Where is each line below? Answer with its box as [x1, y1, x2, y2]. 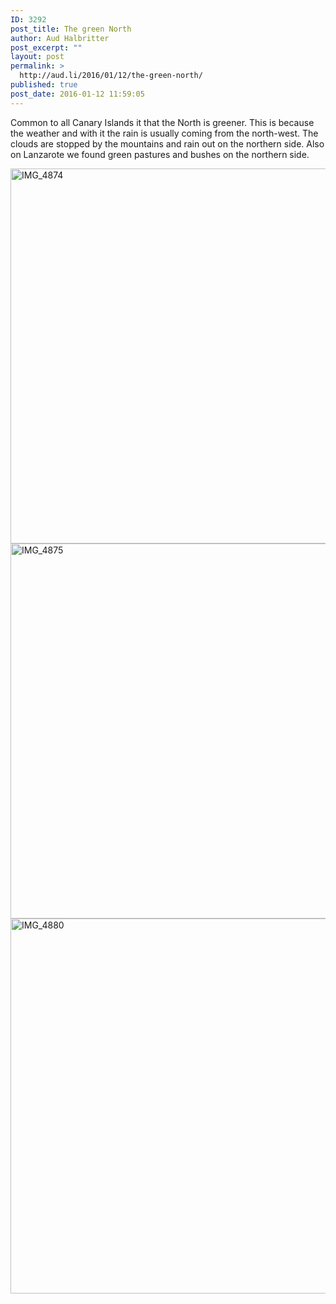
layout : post [10, 52, 65, 62]
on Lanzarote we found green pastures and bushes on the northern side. [10, 148, 310, 160]
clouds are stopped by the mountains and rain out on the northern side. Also [10, 137, 325, 150]
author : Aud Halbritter [10, 33, 110, 43]
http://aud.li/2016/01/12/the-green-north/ [19, 71, 203, 81]
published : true [10, 80, 78, 90]
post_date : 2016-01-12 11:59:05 [10, 89, 145, 99]
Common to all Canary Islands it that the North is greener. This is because [10, 116, 315, 128]
